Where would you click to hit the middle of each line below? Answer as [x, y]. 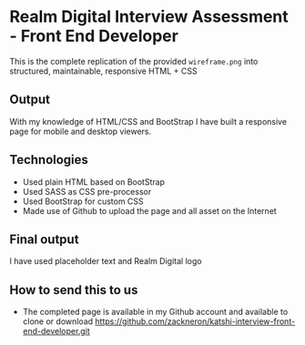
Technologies [49, 160]
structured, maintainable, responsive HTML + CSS [103, 71]
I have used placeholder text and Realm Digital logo [106, 261]
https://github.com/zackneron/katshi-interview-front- [195, 321]
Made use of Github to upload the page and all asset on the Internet [150, 210]
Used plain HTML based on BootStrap [94, 182]
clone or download [58, 321]
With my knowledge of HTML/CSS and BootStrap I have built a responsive [148, 121]
